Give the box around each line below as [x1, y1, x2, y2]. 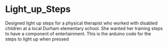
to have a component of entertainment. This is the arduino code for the [5, 30, 151, 36]
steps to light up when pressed [5, 36, 69, 42]
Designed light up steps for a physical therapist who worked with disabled [5, 20, 157, 26]
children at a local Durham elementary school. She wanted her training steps [5, 25, 163, 31]
